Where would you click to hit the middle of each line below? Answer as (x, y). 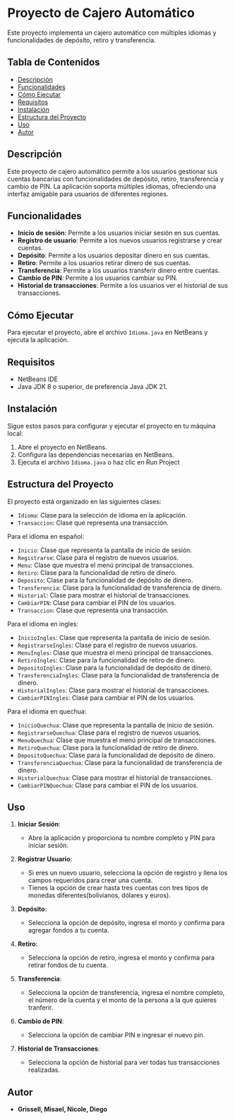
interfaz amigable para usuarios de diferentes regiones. (88, 194)
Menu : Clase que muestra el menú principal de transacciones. (106, 565)
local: (15, 433)
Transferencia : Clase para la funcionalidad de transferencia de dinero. (120, 588)
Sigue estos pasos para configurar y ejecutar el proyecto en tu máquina (112, 426)
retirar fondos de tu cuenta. (68, 965)
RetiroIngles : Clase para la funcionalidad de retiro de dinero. (107, 660)
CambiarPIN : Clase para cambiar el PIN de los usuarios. (97, 602)
